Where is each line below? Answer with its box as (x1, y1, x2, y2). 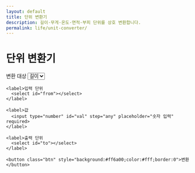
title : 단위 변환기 (6, 14, 47, 20)
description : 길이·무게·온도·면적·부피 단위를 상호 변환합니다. (6, 19, 141, 25)
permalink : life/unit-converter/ (6, 25, 88, 31)
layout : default (6, 8, 46, 15)
